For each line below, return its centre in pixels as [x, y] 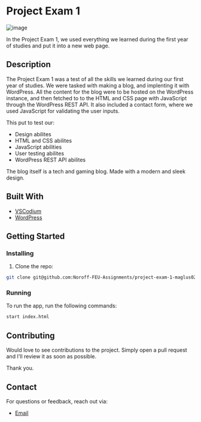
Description [28, 65]
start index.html [28, 317]
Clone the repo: [34, 267]
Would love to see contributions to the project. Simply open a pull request [97, 350]
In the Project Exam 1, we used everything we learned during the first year [97, 39]
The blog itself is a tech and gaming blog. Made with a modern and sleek [96, 171]
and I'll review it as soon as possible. [51, 357]
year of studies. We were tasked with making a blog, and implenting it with [98, 85]
